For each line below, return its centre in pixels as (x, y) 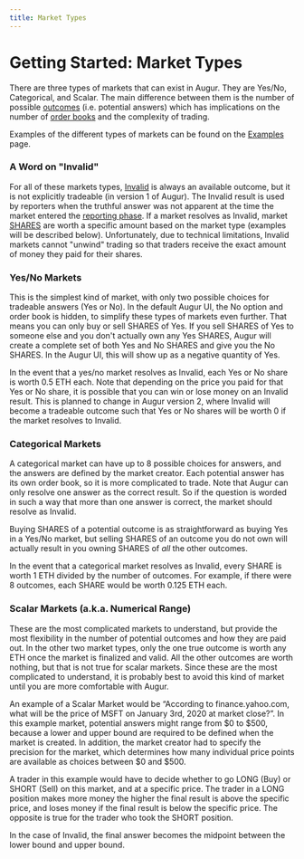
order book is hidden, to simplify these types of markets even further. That (148, 317)
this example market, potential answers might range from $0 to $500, (139, 723)
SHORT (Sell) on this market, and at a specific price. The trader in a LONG (147, 788)
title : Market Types (48, 18)
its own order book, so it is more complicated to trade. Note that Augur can (149, 483)
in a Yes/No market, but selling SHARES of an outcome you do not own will (148, 539)
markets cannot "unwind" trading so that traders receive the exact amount (148, 244)
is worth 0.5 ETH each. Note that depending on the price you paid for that (146, 382)
